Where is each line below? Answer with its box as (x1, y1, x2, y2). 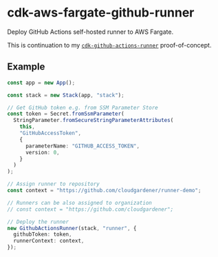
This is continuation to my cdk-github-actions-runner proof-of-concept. (7, 41, 212, 49)
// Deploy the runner (7, 218, 69, 225)
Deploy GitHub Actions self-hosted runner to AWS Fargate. (7, 28, 174, 36)
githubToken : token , (13, 231, 72, 238)
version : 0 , (25, 149, 60, 156)
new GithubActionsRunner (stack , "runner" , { (7, 225, 137, 232)
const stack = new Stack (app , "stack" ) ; (7, 92, 125, 99)
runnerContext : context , (13, 238, 85, 245)
